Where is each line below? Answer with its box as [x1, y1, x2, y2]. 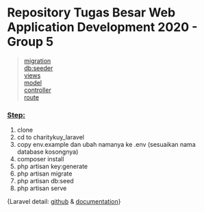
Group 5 [7, 34, 54, 49]
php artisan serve [16, 184, 67, 193]
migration [23, 56, 51, 64]
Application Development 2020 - [7, 19, 198, 35]
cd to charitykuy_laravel [16, 133, 84, 141]
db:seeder [23, 64, 53, 72]
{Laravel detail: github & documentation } [7, 198, 121, 206]
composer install [16, 155, 64, 163]
